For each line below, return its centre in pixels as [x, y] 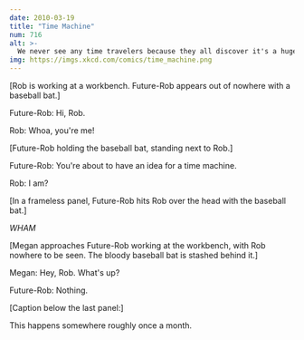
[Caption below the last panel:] [66, 308]
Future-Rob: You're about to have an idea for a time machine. [123, 165]
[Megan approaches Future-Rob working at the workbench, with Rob [138, 245]
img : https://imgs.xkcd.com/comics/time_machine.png [111, 60]
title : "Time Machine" [52, 26]
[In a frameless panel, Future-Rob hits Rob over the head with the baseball [148, 201]
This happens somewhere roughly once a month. [101, 325]
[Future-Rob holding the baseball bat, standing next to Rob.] [121, 148]
